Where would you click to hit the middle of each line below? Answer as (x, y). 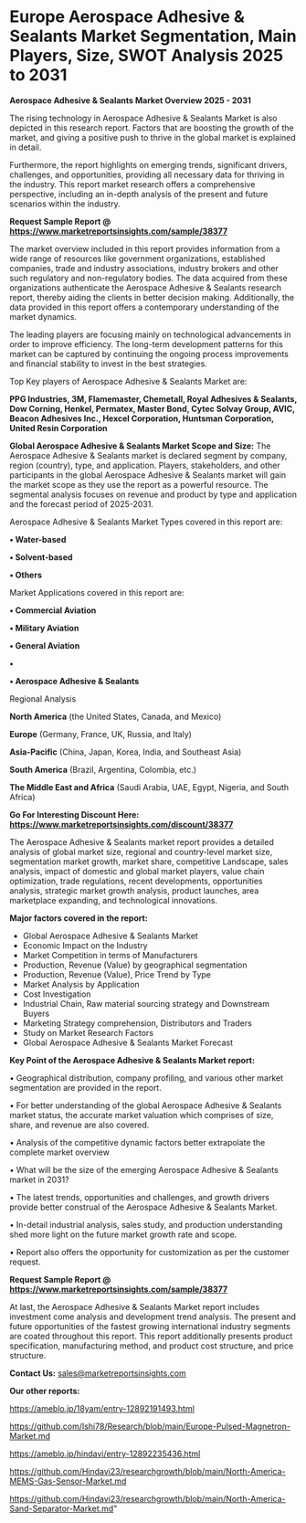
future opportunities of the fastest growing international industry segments (150, 1326)
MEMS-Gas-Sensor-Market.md (68, 1481)
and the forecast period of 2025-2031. (81, 503)
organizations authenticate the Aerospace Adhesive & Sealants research (145, 287)
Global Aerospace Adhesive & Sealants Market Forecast (128, 1042)
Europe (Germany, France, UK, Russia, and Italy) (100, 734)
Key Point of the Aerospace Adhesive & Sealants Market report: (132, 1060)
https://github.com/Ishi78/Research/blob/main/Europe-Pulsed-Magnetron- (150, 1426)
